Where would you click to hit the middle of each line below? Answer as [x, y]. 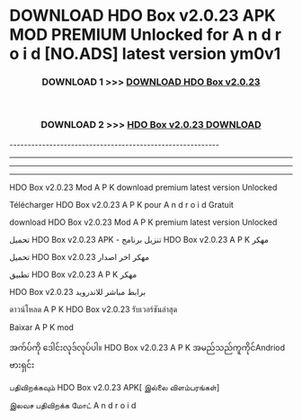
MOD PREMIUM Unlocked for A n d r [145, 35]
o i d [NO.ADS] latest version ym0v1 [145, 54]
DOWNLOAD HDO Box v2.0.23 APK [142, 16]
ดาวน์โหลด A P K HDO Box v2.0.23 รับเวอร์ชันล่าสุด [93, 309]
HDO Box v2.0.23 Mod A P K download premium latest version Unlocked [143, 187]
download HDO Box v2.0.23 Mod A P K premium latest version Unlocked [143, 222]
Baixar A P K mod [42, 327]
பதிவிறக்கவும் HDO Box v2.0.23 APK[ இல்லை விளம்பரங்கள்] [115, 387]
